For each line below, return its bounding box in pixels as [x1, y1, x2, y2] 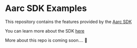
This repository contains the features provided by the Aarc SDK [5, 19, 132, 24]
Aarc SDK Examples [5, 3, 87, 14]
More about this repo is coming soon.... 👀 [5, 37, 87, 43]
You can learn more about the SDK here [5, 28, 85, 34]
